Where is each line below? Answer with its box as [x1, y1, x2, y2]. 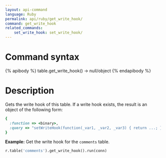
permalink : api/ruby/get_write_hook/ [5, 16, 83, 21]
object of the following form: [5, 107, 63, 113]
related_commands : [5, 26, 43, 31]
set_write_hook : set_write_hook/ [14, 30, 83, 35]
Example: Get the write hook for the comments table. [5, 139, 110, 145]
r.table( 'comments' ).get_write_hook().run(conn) [5, 149, 107, 154]
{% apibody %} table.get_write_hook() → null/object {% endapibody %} [5, 68, 151, 74]
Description [5, 85, 54, 96]
